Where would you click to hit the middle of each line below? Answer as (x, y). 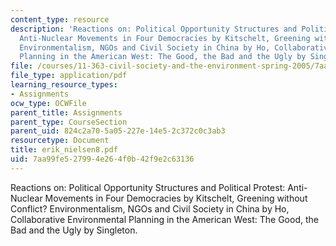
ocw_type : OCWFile (48, 103)
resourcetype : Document (60, 141)
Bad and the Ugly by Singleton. (74, 230)
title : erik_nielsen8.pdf (64, 150)
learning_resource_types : (64, 85)
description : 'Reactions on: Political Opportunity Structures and (154, 29)
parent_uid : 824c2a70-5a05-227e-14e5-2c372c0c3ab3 (118, 131)
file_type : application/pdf (69, 76)
